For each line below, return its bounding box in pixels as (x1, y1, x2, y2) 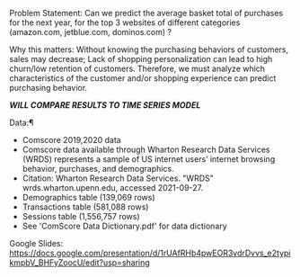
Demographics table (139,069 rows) (22, 192, 155, 202)
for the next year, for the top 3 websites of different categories (9, 17, 241, 28)
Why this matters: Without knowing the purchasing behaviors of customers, (9, 44, 289, 55)
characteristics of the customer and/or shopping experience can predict (9, 73, 277, 84)
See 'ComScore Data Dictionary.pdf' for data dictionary (22, 220, 227, 231)
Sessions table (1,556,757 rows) (22, 211, 141, 221)
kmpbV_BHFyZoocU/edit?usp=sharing (9, 257, 150, 268)
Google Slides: (9, 238, 64, 248)
